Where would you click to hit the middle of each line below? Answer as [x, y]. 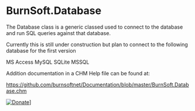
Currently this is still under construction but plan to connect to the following [97, 44]
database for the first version [41, 50]
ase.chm [16, 91]
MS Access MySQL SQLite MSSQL [48, 62]
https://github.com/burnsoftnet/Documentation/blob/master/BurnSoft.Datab [97, 84]
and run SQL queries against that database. [59, 33]
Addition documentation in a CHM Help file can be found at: [78, 73]
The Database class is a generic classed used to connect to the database [95, 27]
